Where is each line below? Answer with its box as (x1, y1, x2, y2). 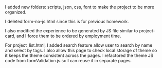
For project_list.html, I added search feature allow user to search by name (5, 42, 153, 48)
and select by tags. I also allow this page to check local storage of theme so (5, 48, 157, 53)
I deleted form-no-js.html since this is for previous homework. (5, 19, 129, 24)
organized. (5, 9, 27, 15)
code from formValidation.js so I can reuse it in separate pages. (5, 58, 132, 63)
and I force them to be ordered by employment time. (16, 33, 121, 39)
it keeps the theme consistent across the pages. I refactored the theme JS (5, 53, 154, 58)
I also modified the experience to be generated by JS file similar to (5, 28, 138, 33)
